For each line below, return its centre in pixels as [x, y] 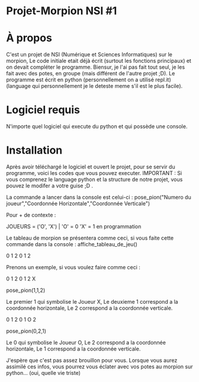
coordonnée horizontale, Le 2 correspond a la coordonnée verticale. [89, 308]
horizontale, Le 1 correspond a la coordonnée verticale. [73, 349]
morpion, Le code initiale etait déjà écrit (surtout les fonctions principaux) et [99, 61]
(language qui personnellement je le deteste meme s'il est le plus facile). [94, 86]
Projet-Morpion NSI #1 [62, 11]
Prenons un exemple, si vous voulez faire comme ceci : [73, 267]
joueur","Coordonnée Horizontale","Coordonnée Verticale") [78, 203]
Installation [34, 150]
